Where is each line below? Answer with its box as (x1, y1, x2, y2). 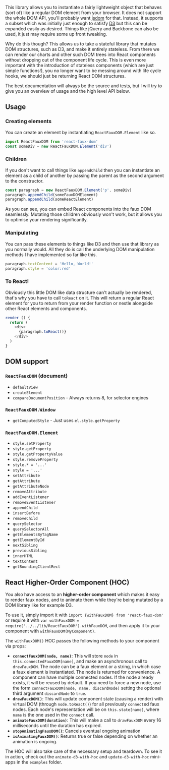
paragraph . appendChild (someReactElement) (5, 197, 94, 202)
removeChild (12, 516, 38, 521)
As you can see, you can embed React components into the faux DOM (5, 206, 151, 212)
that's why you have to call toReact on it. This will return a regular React (5, 294, 154, 301)
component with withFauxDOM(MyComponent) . (5, 628, 96, 634)
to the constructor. (5, 177, 44, 184)
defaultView (12, 385, 38, 390)
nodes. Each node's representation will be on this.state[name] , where (12, 706, 160, 713)
